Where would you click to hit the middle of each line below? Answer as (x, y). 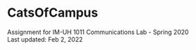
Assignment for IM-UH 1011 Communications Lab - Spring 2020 (98, 32)
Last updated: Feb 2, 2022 (45, 39)
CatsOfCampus (53, 13)
